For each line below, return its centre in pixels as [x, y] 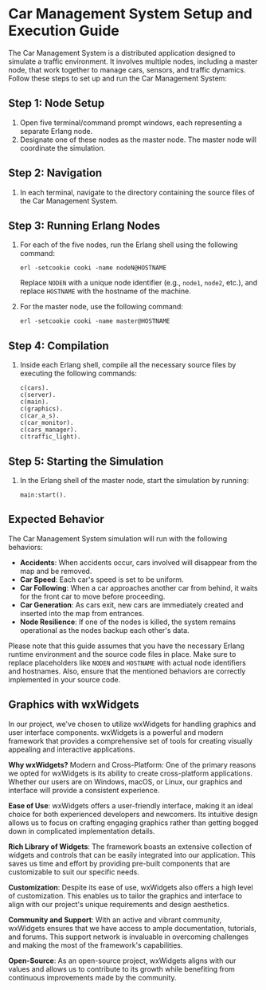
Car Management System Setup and [130, 14]
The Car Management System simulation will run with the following [118, 538]
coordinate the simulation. [63, 147]
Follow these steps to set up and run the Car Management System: [117, 78]
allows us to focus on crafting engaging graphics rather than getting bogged [133, 823]
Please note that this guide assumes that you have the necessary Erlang [127, 646]
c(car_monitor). [47, 423]
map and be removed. [56, 571]
